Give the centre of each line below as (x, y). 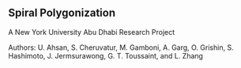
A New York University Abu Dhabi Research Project (92, 32)
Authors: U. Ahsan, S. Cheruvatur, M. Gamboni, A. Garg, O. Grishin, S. (121, 47)
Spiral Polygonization (62, 13)
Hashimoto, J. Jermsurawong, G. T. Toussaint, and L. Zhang (106, 55)
